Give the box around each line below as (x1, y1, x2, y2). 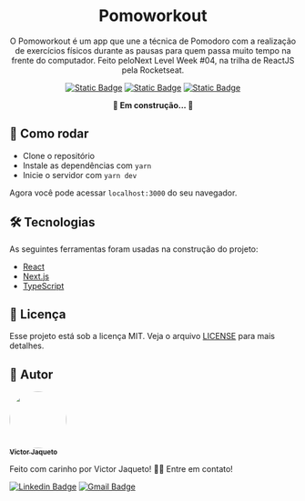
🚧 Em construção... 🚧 (112, 99, 194, 110)
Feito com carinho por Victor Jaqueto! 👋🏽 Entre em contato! (9, 464, 234, 475)
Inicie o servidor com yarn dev (22, 169, 137, 180)
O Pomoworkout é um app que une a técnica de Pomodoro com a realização (9, 35, 297, 46)
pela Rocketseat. (121, 65, 185, 75)
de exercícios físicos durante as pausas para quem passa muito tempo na (15, 45, 291, 55)
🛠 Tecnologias (9, 215, 96, 230)
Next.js (22, 270, 50, 282)
